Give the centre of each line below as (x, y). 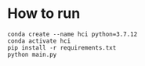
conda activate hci (39, 41)
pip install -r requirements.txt (62, 47)
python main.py (32, 54)
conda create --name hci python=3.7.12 (72, 34)
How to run (44, 14)
